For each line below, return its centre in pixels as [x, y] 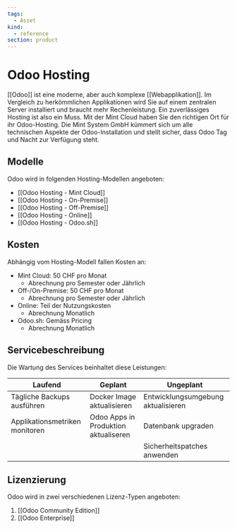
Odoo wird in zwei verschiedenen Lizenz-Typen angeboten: [94, 497]
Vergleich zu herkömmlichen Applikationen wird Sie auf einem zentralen [112, 102]
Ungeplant [185, 384]
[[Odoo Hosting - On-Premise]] [63, 200]
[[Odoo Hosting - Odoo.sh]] [58, 222]
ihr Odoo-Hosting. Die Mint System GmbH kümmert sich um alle [100, 125]
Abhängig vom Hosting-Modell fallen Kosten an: [77, 261]
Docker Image [113, 396]
